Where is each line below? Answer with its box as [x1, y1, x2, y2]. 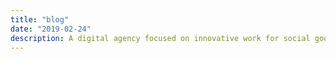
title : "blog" [10, 14, 70, 25]
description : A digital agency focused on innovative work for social [10, 33, 311, 43]
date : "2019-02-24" [10, 24, 92, 34]
